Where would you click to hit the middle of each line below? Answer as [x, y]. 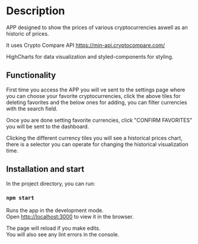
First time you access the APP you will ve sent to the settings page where [96, 90]
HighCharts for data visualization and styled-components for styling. [90, 56]
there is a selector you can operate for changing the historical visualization [97, 144]
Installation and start [45, 169]
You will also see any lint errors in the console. [63, 234]
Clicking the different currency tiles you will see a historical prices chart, [94, 138]
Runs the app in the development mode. [55, 210]
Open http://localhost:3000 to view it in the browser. [70, 216]
